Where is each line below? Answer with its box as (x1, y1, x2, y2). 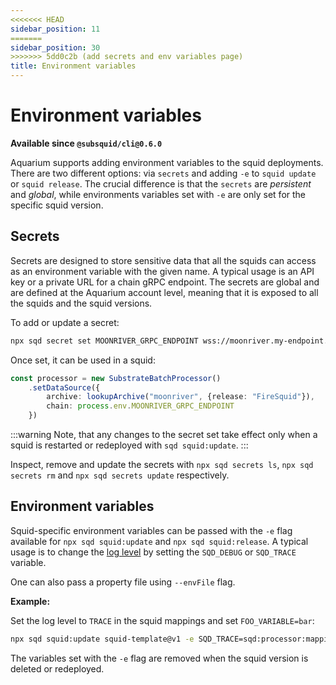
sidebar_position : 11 (10, 24, 101, 34)
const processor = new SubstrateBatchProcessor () (10, 373, 222, 383)
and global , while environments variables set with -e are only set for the (10, 188, 307, 200)
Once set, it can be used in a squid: (10, 354, 156, 366)
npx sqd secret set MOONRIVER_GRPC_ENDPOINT (10, 336, 199, 346)
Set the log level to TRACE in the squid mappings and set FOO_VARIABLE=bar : (10, 614, 315, 626)
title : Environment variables (10, 61, 137, 71)
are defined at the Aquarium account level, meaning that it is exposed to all (10, 286, 319, 298)
